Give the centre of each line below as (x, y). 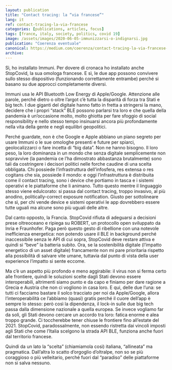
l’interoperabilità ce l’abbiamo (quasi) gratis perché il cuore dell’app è (78, 298)
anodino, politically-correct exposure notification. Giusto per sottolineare (82, 197)
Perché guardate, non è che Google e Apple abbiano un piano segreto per (83, 137)
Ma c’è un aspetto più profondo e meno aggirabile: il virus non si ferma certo (86, 271)
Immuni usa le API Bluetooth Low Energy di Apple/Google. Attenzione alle (83, 94)
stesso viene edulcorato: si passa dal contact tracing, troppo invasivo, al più (85, 191)
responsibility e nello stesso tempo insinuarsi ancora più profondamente (81, 121)
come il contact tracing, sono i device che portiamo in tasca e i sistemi (80, 180)
